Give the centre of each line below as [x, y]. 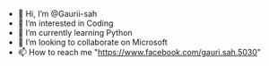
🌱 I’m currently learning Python [75, 33]
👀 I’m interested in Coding [65, 23]
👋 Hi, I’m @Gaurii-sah [57, 14]
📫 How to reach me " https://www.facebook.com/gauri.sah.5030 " [139, 52]
